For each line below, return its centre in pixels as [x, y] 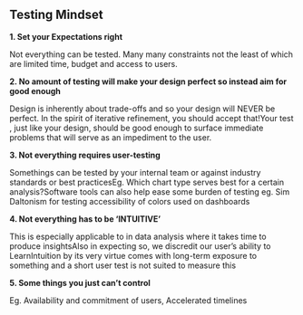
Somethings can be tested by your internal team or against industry [135, 172]
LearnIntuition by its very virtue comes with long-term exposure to [133, 255]
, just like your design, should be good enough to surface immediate [137, 128]
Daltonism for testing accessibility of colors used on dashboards [130, 201]
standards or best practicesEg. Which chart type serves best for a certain [147, 182]
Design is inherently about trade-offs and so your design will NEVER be [142, 109]
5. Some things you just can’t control [80, 282]
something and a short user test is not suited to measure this [123, 265]
